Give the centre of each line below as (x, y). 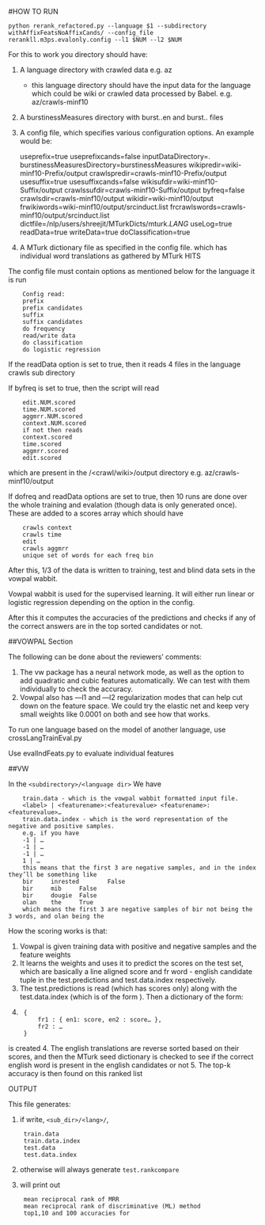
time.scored (42, 444)
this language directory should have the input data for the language (141, 85)
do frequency (44, 329)
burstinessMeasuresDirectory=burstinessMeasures (103, 165)
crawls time (42, 535)
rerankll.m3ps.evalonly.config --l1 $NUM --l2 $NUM (95, 40)
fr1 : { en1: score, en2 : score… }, (100, 1020)
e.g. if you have (51, 833)
